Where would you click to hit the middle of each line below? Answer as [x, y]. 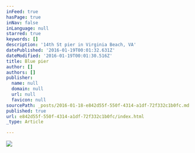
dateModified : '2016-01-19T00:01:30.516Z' [59, 56]
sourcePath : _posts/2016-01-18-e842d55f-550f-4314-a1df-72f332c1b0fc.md [98, 105]
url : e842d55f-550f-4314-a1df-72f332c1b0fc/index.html [75, 116]
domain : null [28, 89]
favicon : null [29, 100]
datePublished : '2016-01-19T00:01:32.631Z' [61, 50]
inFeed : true [22, 12]
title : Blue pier [28, 61]
